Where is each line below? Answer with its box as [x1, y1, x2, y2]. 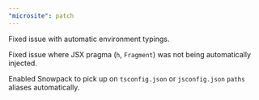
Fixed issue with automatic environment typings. [8, 34, 170, 44]
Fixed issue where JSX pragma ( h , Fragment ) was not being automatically [8, 49, 252, 59]
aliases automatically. [8, 82, 80, 92]
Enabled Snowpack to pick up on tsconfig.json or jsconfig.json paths [8, 73, 245, 83]
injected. [8, 58, 38, 68]
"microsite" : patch [8, 11, 74, 20]
